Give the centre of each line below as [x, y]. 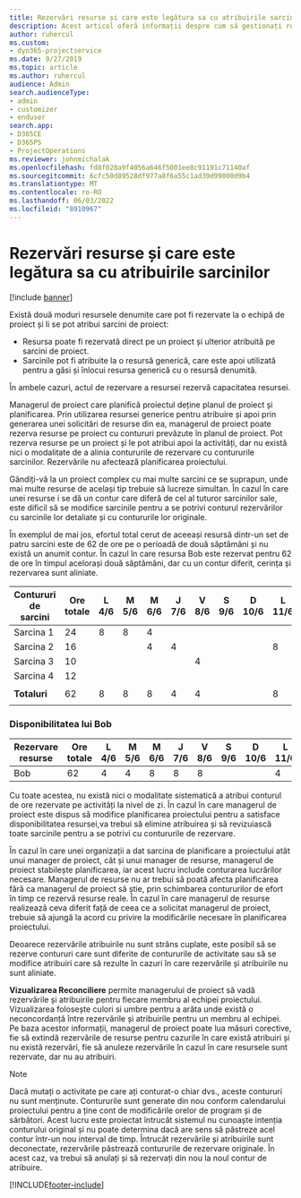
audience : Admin [39, 84]
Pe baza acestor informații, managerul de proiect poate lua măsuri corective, [150, 1028]
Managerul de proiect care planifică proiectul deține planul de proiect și [141, 405]
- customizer [34, 109]
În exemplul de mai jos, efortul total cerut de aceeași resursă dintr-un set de [149, 535]
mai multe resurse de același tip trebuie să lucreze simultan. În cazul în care [149, 488]
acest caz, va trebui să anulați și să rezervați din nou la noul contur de [138, 1158]
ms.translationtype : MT [54, 184]
